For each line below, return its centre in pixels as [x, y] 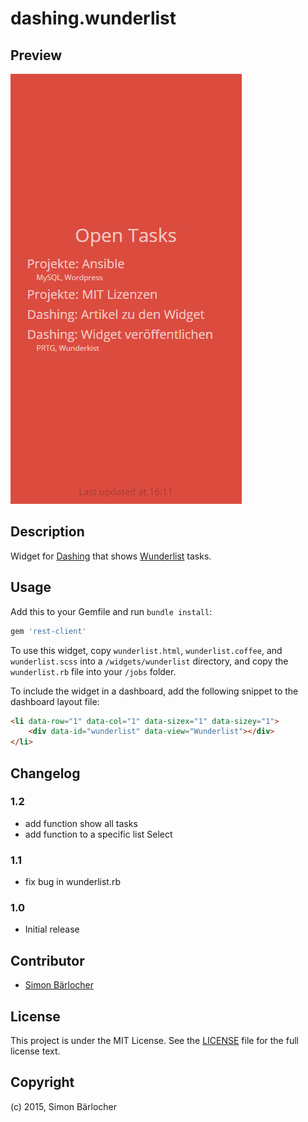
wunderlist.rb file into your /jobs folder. [93, 671]
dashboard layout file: [55, 701]
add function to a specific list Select [98, 834]
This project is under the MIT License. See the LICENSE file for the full [154, 1041]
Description [47, 532]
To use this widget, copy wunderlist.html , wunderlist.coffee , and [146, 650]
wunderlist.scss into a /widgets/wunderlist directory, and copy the [149, 661]
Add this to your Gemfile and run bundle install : [111, 611]
